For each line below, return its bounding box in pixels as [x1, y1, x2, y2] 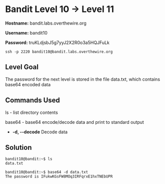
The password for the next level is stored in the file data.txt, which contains [5, 76, 160, 82]
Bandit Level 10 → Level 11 [5, 4, 114, 15]
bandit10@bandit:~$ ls [5, 156, 52, 161]
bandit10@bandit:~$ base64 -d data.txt [5, 169, 88, 175]
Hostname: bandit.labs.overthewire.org [5, 20, 86, 26]
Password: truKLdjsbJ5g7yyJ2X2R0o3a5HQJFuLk [5, 39, 110, 46]
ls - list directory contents [5, 109, 58, 115]
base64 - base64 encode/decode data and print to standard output [5, 119, 144, 125]
